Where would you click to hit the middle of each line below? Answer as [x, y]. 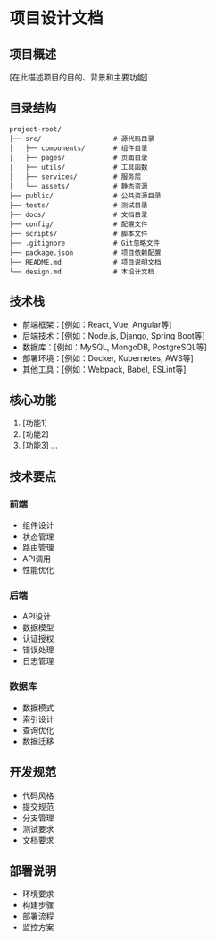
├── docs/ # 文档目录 [79, 214]
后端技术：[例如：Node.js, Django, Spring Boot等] [113, 335]
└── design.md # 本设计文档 [82, 272]
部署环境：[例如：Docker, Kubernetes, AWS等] [108, 357]
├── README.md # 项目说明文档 [85, 262]
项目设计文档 [57, 18]
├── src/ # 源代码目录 [82, 139]
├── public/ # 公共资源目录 [85, 196]
